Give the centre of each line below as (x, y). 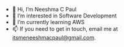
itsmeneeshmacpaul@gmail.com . (54, 37)
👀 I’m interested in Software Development (64, 16)
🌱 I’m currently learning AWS (48, 22)
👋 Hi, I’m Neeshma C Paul (44, 9)
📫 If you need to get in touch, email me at (65, 29)
